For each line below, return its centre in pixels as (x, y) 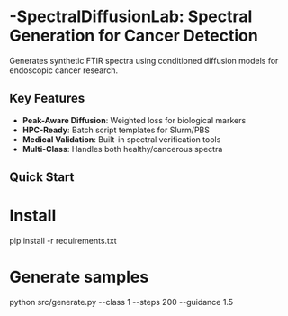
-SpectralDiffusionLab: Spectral (131, 17)
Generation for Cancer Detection (134, 36)
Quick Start (42, 177)
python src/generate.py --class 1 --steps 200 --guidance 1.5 (121, 302)
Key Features (47, 99)
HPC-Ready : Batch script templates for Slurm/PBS (116, 130)
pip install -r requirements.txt (63, 241)
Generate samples (79, 277)
